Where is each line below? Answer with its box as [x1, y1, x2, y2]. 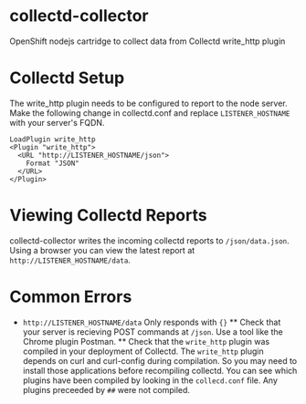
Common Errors [9, 286, 132, 306]
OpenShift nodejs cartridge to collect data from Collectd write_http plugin [9, 36, 286, 47]
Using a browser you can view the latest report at [9, 244, 195, 255]
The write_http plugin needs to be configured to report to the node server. [9, 98, 288, 109]
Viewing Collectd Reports [9, 205, 207, 226]
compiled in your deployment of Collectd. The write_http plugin [22, 346, 264, 357]
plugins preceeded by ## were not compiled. [22, 384, 190, 395]
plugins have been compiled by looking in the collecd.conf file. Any [22, 375, 279, 386]
